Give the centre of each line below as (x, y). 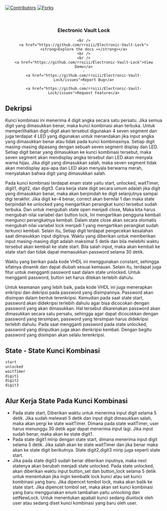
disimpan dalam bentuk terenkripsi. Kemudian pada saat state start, (74, 298)
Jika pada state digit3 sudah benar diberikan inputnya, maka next (80, 460)
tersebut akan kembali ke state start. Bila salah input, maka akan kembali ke (83, 247)
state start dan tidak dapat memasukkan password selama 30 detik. (75, 252)
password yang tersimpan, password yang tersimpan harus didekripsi (77, 319)
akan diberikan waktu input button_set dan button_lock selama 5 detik (84, 471)
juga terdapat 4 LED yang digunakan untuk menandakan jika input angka (80, 136)
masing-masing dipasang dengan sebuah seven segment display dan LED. (82, 147)
